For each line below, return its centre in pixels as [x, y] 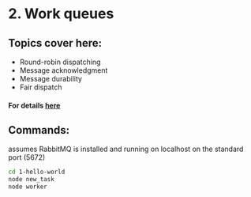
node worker [28, 187]
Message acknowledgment [64, 70]
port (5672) [27, 157]
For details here [34, 105]
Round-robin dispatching [60, 62]
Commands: [39, 130]
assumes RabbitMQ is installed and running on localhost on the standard [126, 149]
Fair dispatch [41, 87]
